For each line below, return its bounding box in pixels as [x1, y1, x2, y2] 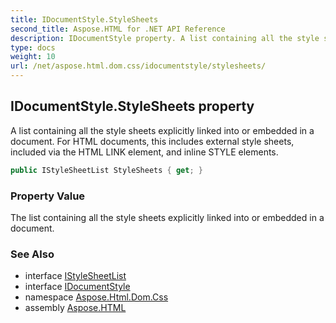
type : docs [10, 42, 56, 53]
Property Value [10, 189, 86, 203]
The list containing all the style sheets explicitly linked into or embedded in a [10, 211, 325, 223]
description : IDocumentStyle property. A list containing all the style [10, 33, 320, 43]
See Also [10, 247, 55, 261]
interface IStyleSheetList [24, 270, 127, 282]
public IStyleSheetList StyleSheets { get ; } [10, 165, 203, 175]
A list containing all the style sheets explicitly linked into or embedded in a [10, 124, 315, 136]
